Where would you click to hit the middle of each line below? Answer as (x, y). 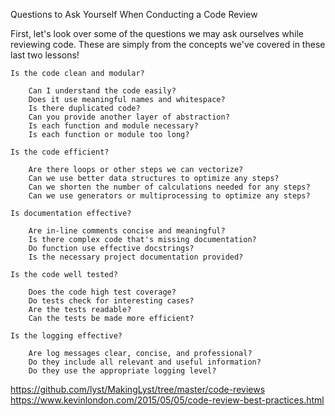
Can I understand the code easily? (102, 91)
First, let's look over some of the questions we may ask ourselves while (157, 33)
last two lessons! (45, 55)
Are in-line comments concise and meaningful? (127, 231)
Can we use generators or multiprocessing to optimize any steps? (169, 196)
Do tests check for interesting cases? (111, 301)
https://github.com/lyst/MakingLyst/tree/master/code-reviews (138, 389)
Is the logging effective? (66, 336)
